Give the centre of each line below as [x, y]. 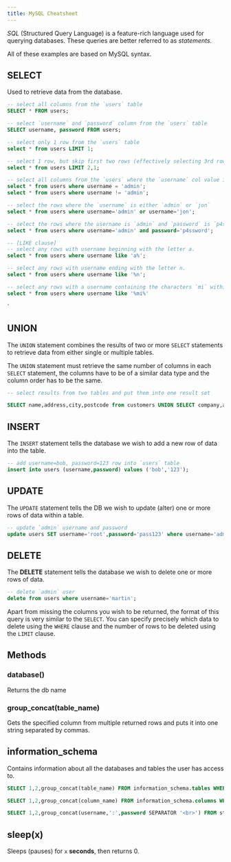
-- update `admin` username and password [67, 528]
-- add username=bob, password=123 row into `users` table [93, 463]
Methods [27, 655]
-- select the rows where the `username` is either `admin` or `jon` [109, 205]
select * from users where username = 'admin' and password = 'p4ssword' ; [110, 230]
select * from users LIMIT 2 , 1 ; [53, 167]
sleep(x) [25, 834]
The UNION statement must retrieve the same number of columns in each [109, 365]
